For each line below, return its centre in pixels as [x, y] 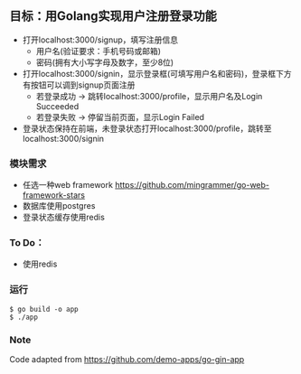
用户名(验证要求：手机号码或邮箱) [98, 51]
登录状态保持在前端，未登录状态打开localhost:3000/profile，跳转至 [147, 128]
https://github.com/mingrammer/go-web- [192, 185]
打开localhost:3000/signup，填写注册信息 [100, 40]
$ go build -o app [44, 309]
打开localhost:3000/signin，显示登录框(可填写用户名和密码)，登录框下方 [157, 73]
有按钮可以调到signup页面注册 [79, 85]
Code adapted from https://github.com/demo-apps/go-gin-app [127, 359]
